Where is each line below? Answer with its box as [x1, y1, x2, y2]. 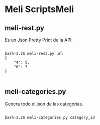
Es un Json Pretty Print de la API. [5, 37, 73, 43]
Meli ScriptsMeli [5, 4, 74, 15]
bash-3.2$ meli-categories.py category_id [5, 115, 95, 120]
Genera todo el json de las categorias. [5, 101, 83, 107]
